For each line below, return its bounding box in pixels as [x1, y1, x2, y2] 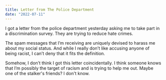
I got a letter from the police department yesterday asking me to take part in [5, 25, 160, 31]
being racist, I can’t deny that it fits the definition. [5, 50, 106, 56]
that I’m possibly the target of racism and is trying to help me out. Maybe [5, 65, 154, 71]
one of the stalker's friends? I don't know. [5, 70, 90, 76]
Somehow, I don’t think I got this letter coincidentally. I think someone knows [5, 60, 162, 66]
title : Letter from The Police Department [5, 7, 94, 12]
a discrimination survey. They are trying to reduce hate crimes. [5, 30, 133, 36]
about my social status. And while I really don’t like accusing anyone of [5, 45, 150, 51]
